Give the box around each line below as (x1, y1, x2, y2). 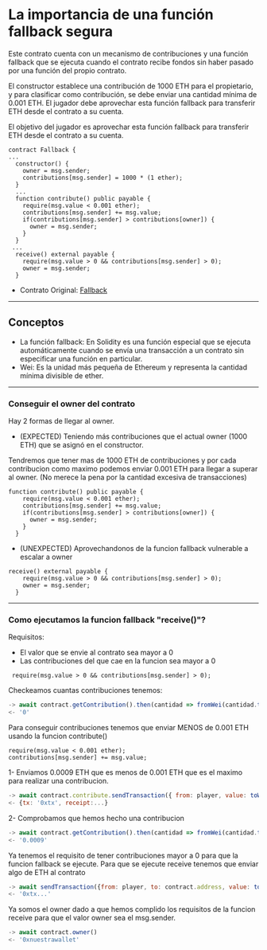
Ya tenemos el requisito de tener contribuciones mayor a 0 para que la (8, 850, 238, 860)
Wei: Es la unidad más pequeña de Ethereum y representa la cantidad (19, 362, 248, 372)
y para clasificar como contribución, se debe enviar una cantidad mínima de (8, 89, 257, 99)
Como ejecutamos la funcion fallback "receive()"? (8, 614, 207, 625)
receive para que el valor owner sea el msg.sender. (8, 913, 176, 923)
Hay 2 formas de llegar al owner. (8, 416, 115, 426)
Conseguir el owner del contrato (8, 398, 135, 409)
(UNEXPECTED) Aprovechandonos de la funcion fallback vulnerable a (19, 544, 249, 553)
